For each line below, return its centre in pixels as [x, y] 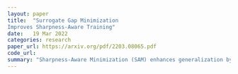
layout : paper [28, 14]
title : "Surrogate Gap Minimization [63, 20]
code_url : [22, 54]
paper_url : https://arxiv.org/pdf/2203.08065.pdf [82, 47]
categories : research [39, 40]
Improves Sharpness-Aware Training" [61, 27]
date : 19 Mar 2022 [38, 33]
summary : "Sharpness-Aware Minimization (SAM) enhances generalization [115, 60]
